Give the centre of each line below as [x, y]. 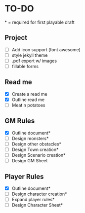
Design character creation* [39, 194]
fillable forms [25, 66]
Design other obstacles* [37, 144]
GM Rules [20, 121]
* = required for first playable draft [40, 22]
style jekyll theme [30, 55]
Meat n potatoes [28, 105]
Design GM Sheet [30, 161]
